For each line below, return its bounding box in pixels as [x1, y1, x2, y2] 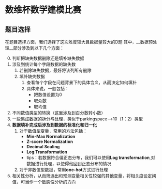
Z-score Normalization [26, 139, 74, 144]
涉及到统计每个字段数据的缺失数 [12, 62, 76, 67]
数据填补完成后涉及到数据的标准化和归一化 [12, 122, 97, 127]
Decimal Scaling [26, 144, 60, 149]
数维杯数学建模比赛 [5, 4, 82, 16]
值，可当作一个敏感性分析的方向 [12, 179, 76, 185]
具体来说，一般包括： [26, 86, 69, 91]
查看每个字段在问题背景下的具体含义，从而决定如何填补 [26, 79, 137, 85]
